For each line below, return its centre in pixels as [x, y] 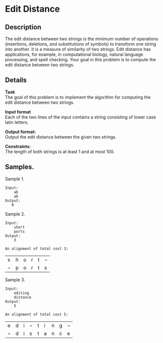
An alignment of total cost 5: [37, 314]
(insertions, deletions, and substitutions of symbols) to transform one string [81, 44]
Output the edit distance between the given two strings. [61, 137]
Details [16, 80]
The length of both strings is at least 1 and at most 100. [60, 151]
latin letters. [17, 122]
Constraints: [18, 146]
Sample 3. [15, 279]
